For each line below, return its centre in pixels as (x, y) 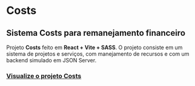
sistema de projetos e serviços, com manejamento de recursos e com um (98, 54)
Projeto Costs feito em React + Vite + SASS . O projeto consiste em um (94, 47)
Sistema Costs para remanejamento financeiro (96, 33)
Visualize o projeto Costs (44, 76)
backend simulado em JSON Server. (51, 60)
